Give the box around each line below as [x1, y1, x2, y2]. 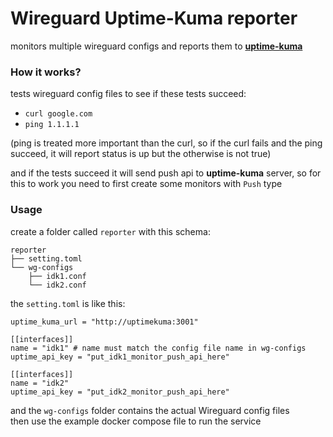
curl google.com [24, 109, 93, 119]
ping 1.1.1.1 [24, 120, 80, 130]
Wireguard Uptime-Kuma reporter [10, 7, 298, 30]
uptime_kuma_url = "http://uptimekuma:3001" [10, 317, 199, 327]
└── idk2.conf [28, 280, 87, 290]
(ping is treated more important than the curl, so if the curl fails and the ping [10, 137, 323, 149]
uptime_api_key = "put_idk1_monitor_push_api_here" [10, 352, 230, 362]
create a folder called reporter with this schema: [10, 225, 211, 237]
